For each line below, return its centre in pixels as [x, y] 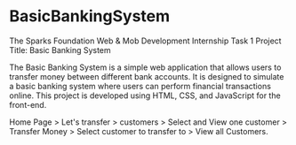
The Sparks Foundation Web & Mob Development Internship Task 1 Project [145, 41]
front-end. [28, 104]
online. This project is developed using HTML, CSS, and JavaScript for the [145, 95]
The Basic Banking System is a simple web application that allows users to [145, 67]
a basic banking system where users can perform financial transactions [140, 86]
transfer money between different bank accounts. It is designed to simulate [147, 76]
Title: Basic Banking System [60, 50]
